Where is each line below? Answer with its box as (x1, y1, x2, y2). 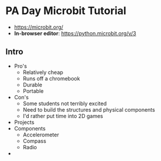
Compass (22, 137, 47, 145)
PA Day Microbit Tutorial (5, 4, 127, 18)
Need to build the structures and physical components (22, 106, 156, 113)
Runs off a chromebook (22, 75, 80, 82)
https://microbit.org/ (14, 24, 64, 31)
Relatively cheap (22, 69, 63, 76)
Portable (22, 87, 44, 95)
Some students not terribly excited (22, 100, 107, 107)
